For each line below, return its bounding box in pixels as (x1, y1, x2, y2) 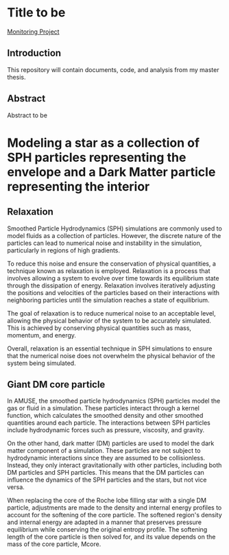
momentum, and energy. (7, 331, 77, 339)
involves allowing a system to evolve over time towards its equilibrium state (7, 274, 219, 282)
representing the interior (7, 178, 150, 194)
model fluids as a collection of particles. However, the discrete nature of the (7, 231, 221, 239)
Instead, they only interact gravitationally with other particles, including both (7, 461, 222, 469)
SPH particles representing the (7, 150, 186, 165)
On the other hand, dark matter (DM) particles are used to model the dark (7, 439, 215, 447)
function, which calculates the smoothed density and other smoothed (7, 412, 204, 420)
